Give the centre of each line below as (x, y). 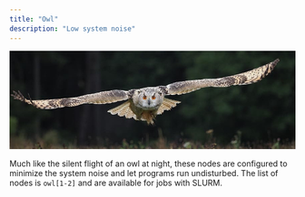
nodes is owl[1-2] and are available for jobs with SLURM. (116, 183)
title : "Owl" (34, 19)
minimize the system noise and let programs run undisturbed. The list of (144, 173)
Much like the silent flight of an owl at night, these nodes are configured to (148, 164)
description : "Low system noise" (73, 28)
